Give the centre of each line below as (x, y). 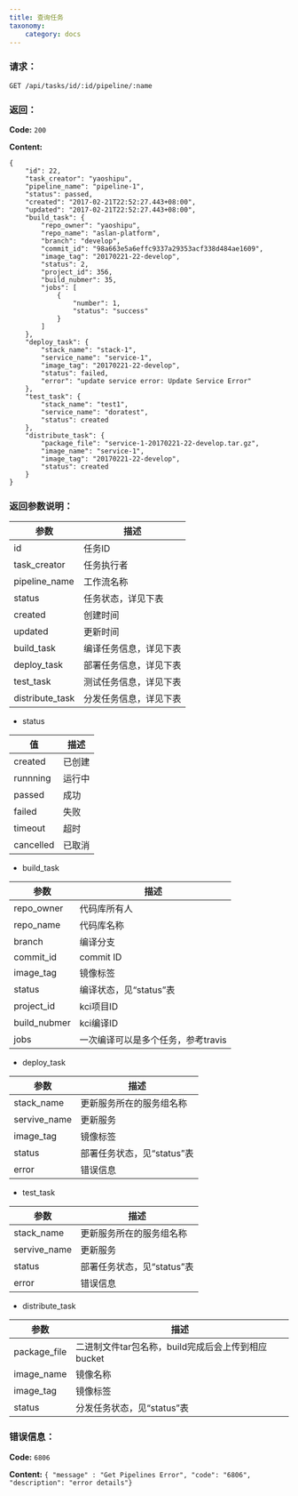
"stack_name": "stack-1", (89, 350)
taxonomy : (27, 26)
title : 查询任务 (36, 17)
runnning (32, 778)
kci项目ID (99, 1007)
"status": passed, (59, 194)
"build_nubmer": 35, (79, 280)
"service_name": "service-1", (97, 358)
